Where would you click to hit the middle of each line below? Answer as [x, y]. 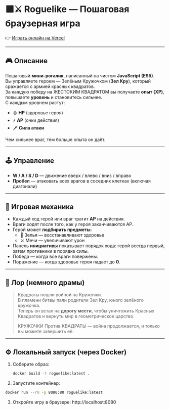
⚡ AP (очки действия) [36, 120]
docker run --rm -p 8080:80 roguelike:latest [54, 392]
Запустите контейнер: [36, 383]
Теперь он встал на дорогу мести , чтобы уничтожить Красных [86, 311]
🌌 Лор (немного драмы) [45, 282]
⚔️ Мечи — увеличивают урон [52, 241]
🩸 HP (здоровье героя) [38, 112]
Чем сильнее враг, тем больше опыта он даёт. [55, 140]
